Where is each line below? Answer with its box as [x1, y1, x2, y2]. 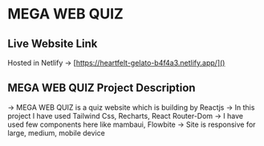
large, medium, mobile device [7, 128, 105, 137]
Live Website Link [7, 37, 98, 51]
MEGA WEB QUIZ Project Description [7, 81, 196, 95]
